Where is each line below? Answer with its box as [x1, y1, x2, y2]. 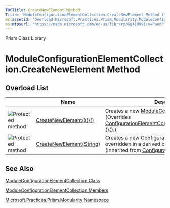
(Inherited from [105, 147, 141, 154]
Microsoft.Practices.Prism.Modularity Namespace [5, 197, 109, 203]
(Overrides [105, 114, 131, 121]
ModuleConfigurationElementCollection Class [5, 178, 100, 184]
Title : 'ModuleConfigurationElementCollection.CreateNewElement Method [5, 12, 159, 17]
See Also [5, 164, 34, 173]
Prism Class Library [5, 35, 46, 41]
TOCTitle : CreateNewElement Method [5, 7, 80, 13]
